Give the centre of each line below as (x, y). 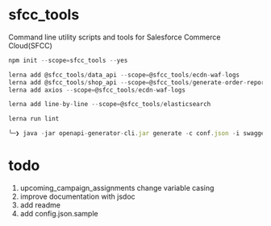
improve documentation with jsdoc (77, 196)
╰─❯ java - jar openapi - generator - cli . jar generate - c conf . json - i (124, 134)
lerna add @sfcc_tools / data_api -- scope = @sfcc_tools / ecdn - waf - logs (124, 75)
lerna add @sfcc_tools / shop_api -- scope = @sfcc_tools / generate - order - (128, 82)
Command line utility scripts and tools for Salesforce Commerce (115, 37)
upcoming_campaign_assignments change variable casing (117, 188)
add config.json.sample (59, 214)
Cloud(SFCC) (30, 45)
